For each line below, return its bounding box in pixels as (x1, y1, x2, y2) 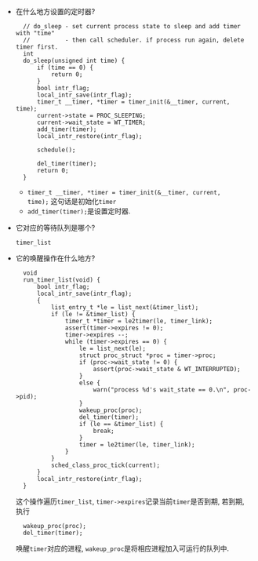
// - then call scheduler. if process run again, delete (23, 36, 245, 44)
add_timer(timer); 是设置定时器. (27, 206, 131, 216)
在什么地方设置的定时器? (15, 7, 96, 16)
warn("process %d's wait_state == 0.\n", (93, 386, 231, 394)
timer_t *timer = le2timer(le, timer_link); (65, 317, 213, 325)
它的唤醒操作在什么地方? (15, 253, 96, 263)
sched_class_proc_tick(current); (50, 461, 161, 469)
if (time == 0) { (36, 64, 94, 71)
